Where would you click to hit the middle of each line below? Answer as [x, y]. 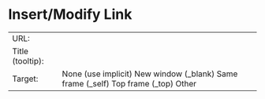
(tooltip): [28, 60]
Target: [25, 79]
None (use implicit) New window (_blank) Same [150, 74]
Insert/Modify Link [70, 15]
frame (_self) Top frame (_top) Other [129, 83]
